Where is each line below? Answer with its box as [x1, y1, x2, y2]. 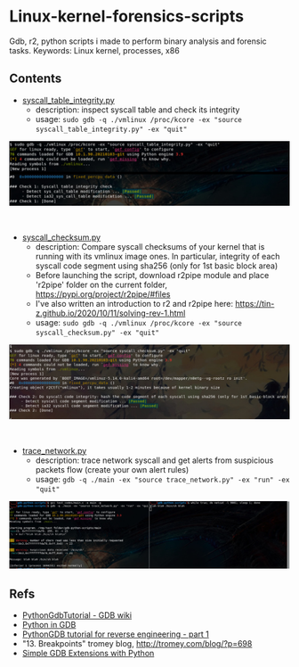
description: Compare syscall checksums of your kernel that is [35, 241, 265, 251]
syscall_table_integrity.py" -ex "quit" [35, 125, 188, 134]
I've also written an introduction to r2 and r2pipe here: [35, 298, 234, 309]
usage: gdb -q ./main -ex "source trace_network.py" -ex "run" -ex [35, 473, 290, 484]
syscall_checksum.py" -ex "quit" [35, 328, 160, 337]
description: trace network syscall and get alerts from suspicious [35, 455, 274, 465]
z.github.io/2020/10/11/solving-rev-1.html [35, 308, 186, 318]
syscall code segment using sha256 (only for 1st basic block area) [35, 260, 279, 271]
